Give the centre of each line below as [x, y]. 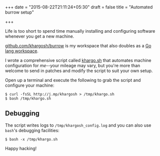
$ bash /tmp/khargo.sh [28, 98]
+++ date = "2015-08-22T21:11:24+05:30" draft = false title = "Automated [79, 7]
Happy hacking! [21, 148]
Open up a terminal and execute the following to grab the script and [73, 80]
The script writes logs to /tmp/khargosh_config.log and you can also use [78, 125]
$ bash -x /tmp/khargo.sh [31, 139]
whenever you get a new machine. [40, 36]
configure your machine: [30, 85]
